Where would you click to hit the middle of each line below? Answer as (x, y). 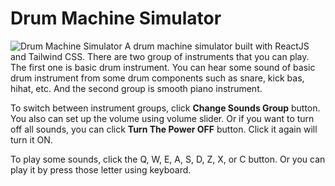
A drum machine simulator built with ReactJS (217, 46)
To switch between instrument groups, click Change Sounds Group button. (165, 108)
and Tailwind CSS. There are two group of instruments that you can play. (160, 56)
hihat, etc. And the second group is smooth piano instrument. (136, 88)
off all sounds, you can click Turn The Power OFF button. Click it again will (164, 129)
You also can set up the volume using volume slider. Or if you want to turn (162, 118)
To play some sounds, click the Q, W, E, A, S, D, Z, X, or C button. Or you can (168, 159)
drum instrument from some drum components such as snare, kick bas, (157, 78)
